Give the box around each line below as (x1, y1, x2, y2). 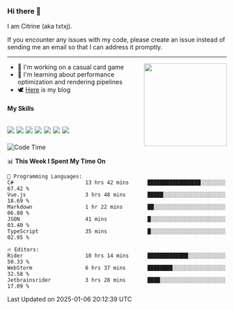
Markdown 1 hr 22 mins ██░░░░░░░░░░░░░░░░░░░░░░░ (7, 203, 226, 210)
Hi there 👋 (7, 6, 42, 16)
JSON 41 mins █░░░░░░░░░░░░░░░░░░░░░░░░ (7, 215, 226, 222)
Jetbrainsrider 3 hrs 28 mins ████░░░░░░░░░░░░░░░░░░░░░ (7, 277, 226, 284)
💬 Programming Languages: (7, 173, 82, 180)
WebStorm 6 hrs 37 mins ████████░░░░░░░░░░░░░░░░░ (7, 264, 226, 271)
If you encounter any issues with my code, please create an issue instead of (7, 36, 226, 44)
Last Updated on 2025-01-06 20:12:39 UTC (7, 295, 132, 303)
